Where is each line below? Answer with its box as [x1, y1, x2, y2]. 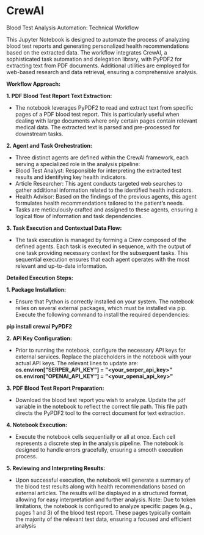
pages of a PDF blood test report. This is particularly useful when [15, 110, 180, 118]
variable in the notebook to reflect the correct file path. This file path [15, 403, 188, 410]
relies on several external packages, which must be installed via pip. [15, 304, 188, 311]
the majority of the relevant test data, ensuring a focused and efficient [15, 515, 192, 523]
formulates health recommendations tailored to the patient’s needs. [15, 199, 184, 207]
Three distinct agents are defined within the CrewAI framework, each [15, 154, 189, 161]
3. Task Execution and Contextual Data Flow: [6, 224, 122, 232]
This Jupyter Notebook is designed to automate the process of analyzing [6, 36, 190, 43]
